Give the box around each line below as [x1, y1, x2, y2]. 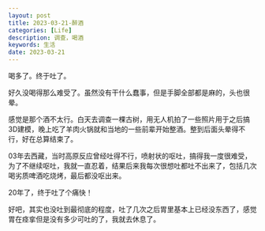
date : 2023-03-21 [8, 48, 65, 56]
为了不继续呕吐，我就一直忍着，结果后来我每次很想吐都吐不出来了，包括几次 [8, 161, 257, 170]
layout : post [8, 11, 51, 20]
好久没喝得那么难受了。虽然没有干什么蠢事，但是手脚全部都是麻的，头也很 [8, 88, 250, 97]
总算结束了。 [35, 134, 77, 143]
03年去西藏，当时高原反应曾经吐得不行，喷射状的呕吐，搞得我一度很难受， [8, 151, 252, 161]
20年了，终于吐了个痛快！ [8, 187, 93, 197]
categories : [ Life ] [8, 26, 73, 34]
